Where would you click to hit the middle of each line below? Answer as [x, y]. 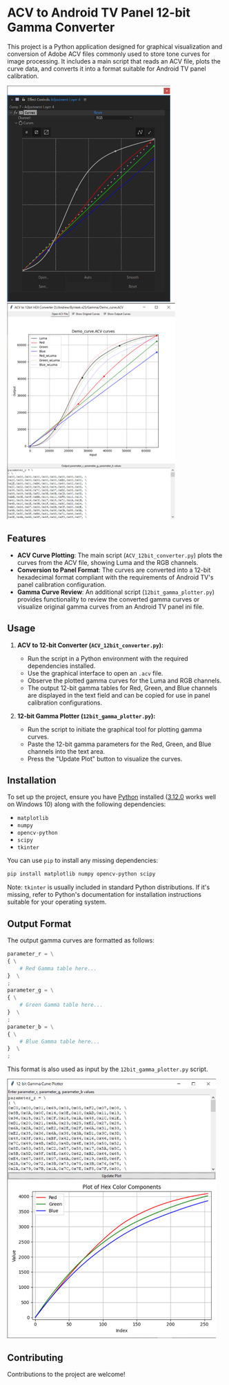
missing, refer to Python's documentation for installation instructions [104, 895]
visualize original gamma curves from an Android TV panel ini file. [111, 606]
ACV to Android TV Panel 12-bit [99, 13]
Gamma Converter [61, 27]
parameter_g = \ [30, 990]
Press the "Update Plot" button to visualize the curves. [105, 759]
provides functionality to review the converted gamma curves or [108, 599]
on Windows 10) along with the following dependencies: [87, 804]
